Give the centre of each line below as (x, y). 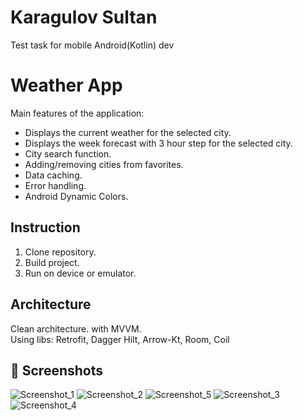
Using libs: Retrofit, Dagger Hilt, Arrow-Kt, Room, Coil (120, 339)
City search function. (68, 153)
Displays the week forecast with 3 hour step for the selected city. (158, 143)
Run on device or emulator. (80, 273)
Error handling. (55, 185)
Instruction (45, 227)
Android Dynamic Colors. (76, 196)
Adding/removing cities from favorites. (104, 164)
